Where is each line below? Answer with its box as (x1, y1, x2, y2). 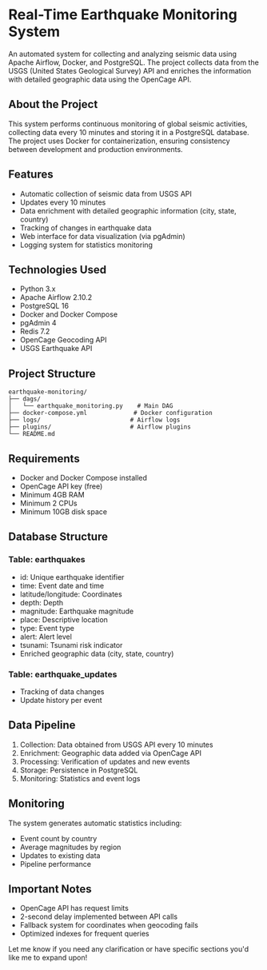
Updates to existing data (19, 850, 101, 860)
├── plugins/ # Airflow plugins (8, 423, 192, 431)
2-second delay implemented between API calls (19, 912, 178, 921)
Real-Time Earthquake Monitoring (8, 6, 237, 24)
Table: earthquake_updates (8, 669, 118, 680)
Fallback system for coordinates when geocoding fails (19, 920, 198, 930)
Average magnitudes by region (19, 842, 122, 852)
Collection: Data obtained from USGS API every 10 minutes (19, 740, 213, 749)
